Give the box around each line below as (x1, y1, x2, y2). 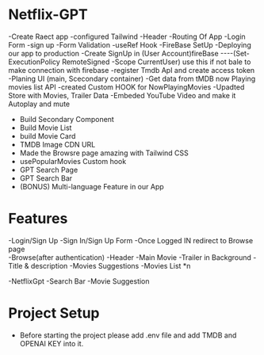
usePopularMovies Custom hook (19, 156, 127, 166)
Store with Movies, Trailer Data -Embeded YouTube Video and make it (8, 90, 236, 100)
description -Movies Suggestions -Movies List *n (30, 261, 191, 270)
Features (8, 210, 68, 227)
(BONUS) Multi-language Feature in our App (19, 181, 164, 191)
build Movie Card (19, 131, 76, 140)
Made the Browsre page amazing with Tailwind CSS (19, 148, 189, 158)
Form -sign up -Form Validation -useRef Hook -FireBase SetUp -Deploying (8, 40, 251, 49)
